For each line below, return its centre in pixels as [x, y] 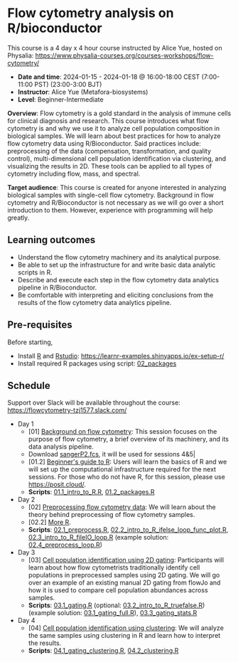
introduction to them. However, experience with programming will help [110, 210]
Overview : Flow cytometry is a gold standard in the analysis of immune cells [119, 113]
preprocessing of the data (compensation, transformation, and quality [109, 151]
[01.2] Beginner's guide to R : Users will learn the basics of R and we [128, 462]
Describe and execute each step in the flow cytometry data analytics [118, 279]
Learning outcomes [52, 240]
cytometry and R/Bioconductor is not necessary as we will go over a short [115, 202]
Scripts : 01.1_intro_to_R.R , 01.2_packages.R [91, 492]
